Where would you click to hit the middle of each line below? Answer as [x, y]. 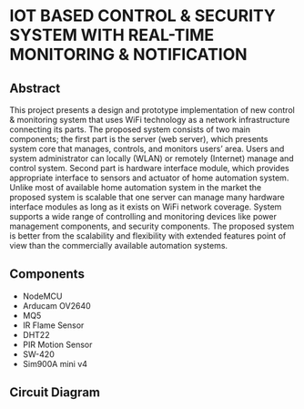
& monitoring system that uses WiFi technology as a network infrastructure [150, 120]
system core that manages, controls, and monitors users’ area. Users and [147, 148]
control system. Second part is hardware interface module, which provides [149, 168]
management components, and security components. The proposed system [152, 226]
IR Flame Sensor [53, 325]
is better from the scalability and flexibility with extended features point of [148, 236]
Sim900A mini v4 [55, 363]
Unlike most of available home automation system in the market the [136, 187]
